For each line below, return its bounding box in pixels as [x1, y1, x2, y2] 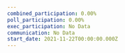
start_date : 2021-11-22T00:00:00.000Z [7, 36, 118, 43]
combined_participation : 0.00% [7, 10, 97, 17]
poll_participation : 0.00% [7, 17, 84, 23]
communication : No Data [7, 29, 76, 36]
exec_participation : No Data [7, 23, 91, 30]
